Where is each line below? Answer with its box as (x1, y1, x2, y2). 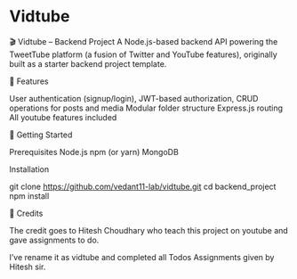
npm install (9, 190, 50, 201)
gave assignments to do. (9, 234, 100, 245)
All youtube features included (9, 111, 117, 122)
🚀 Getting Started (9, 129, 73, 140)
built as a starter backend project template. (9, 58, 167, 69)
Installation (9, 163, 50, 175)
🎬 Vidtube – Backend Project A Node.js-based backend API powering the (9, 36, 278, 46)
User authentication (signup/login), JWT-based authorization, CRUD (9, 93, 259, 103)
